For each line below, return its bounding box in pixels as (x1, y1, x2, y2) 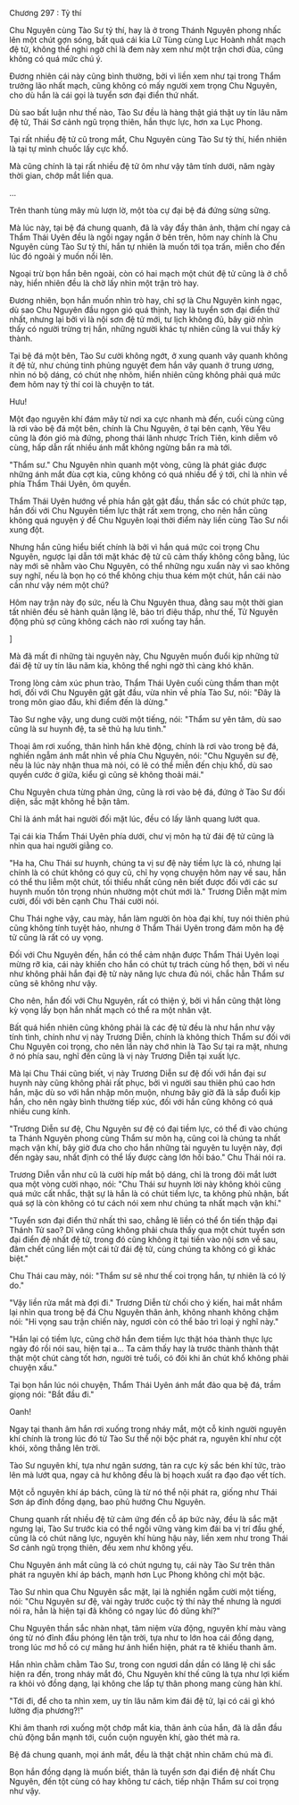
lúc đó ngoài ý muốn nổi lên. (9, 251, 113, 261)
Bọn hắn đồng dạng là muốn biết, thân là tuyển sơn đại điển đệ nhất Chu (9, 1767, 275, 1777)
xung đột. (9, 524, 45, 535)
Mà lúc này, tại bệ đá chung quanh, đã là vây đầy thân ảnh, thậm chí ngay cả (9, 223, 291, 233)
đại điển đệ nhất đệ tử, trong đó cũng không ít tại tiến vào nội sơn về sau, (9, 1234, 278, 1245)
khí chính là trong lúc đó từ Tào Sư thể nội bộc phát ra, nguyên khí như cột (9, 1434, 282, 1443)
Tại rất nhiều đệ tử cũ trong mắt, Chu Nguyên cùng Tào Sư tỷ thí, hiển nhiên (9, 134, 287, 144)
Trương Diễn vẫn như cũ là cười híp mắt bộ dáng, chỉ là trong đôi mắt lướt (9, 1170, 278, 1179)
